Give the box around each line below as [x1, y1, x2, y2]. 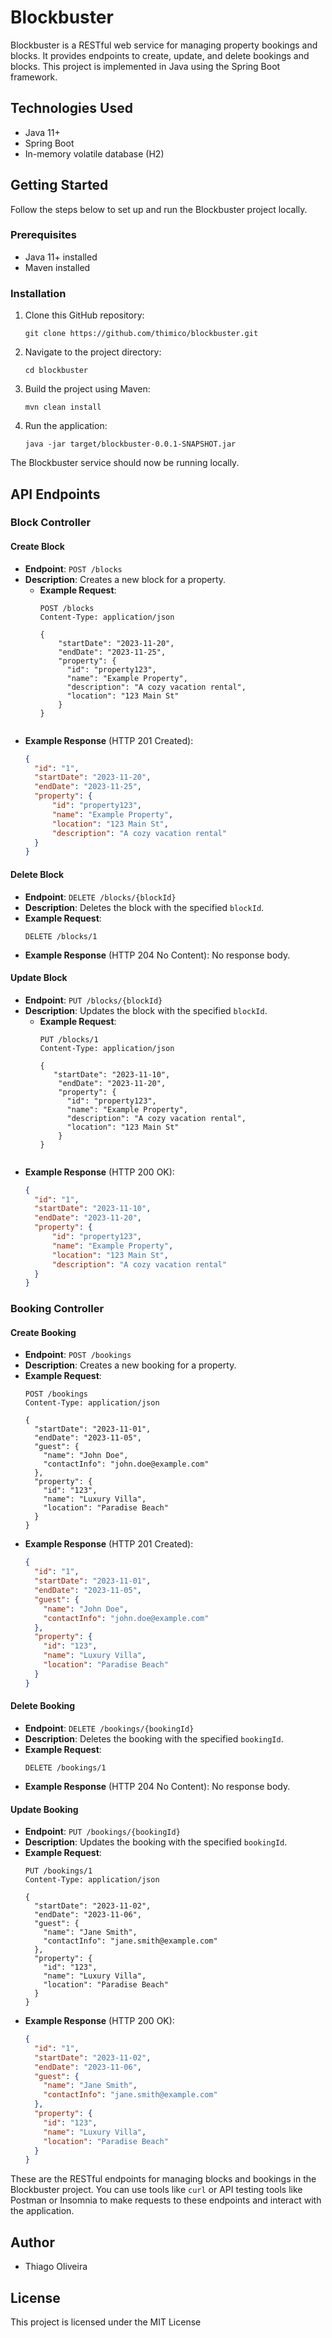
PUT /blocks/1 [39, 1034, 99, 1045]
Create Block [10, 541, 65, 553]
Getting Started [10, 177, 109, 194]
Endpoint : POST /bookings [24, 1349, 132, 1361]
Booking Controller [10, 1302, 105, 1316]
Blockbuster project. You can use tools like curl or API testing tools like [10, 2184, 303, 2196]
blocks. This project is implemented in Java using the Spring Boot [10, 60, 281, 72]
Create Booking [10, 1326, 77, 1338]
